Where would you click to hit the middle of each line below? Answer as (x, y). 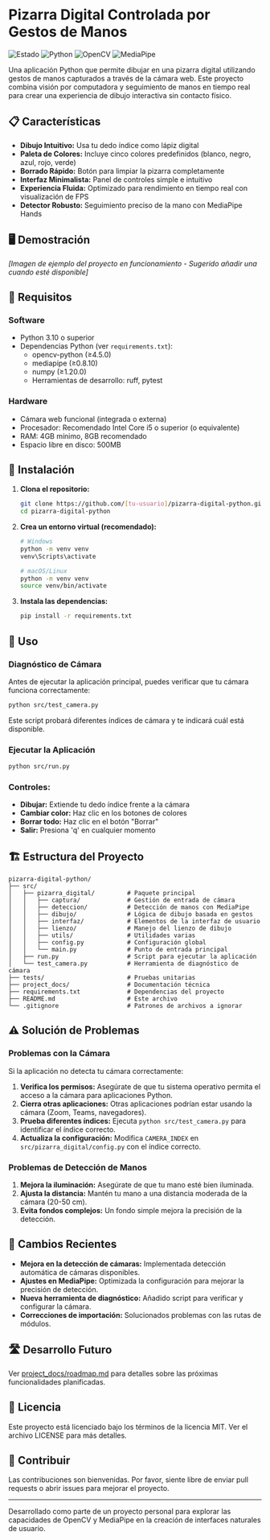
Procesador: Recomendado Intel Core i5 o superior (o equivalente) (130, 427)
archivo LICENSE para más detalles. (67, 1435)
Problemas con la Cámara (59, 1054)
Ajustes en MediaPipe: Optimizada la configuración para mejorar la (132, 1281)
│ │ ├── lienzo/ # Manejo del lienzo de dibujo (120, 929)
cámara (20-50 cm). (53, 1202)
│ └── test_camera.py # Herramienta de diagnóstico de (124, 964)
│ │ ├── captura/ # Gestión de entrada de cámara (122, 900)
